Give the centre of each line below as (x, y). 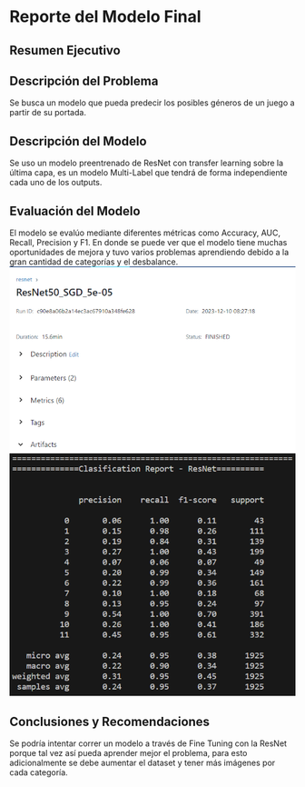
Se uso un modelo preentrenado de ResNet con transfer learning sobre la (147, 163)
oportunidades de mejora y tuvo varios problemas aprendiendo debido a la (149, 253)
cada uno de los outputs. (56, 183)
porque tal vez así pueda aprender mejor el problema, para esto (128, 753)
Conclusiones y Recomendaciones (110, 721)
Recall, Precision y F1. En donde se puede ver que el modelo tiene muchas (148, 243)
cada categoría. (39, 772)
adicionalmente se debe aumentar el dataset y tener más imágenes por (143, 763)
